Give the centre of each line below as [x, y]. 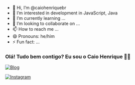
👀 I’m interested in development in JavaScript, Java [65, 13]
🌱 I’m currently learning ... [39, 18]
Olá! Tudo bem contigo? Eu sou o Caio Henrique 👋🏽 [68, 56]
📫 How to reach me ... [35, 29]
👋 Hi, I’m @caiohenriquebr [39, 8]
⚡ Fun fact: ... [26, 42]
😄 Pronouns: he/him [33, 36]
